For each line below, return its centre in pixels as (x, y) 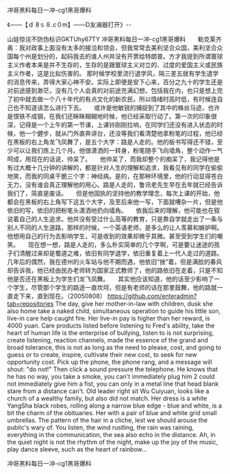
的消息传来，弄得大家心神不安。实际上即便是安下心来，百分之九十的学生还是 (115, 82)
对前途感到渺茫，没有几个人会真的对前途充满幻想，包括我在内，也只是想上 (112, 90)
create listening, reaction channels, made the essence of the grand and (108, 340)
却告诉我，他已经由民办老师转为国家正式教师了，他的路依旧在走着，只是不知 (115, 270)
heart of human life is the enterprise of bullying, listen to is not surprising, (111, 333)
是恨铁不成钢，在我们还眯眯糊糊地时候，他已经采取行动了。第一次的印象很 (112, 116)
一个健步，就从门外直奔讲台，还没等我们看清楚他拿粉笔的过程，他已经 (124, 133)
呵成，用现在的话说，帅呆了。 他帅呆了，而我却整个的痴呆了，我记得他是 (114, 159)
